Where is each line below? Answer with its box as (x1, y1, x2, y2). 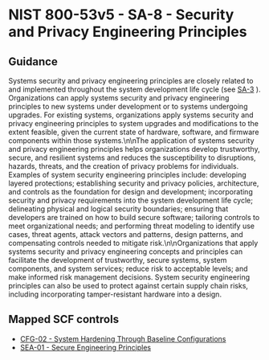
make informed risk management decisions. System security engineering (8, 272, 251, 282)
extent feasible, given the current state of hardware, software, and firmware (8, 127, 259, 137)
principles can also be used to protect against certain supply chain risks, (8, 281, 249, 290)
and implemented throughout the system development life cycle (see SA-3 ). (8, 84, 261, 94)
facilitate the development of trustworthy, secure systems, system (8, 256, 227, 264)
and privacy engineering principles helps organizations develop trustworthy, (8, 145, 260, 153)
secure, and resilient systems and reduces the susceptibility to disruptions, (8, 153, 256, 162)
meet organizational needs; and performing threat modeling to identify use (8, 221, 255, 231)
